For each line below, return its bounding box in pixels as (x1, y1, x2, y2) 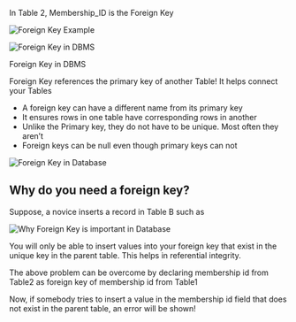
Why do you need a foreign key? (9, 183, 190, 198)
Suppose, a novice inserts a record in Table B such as (9, 206, 205, 217)
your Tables (9, 86, 52, 96)
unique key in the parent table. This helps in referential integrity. (9, 249, 241, 260)
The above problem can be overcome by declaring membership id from (9, 267, 269, 278)
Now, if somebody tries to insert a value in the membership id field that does (9, 294, 287, 304)
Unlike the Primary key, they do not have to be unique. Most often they (21, 121, 279, 132)
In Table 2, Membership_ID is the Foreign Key (9, 8, 174, 18)
